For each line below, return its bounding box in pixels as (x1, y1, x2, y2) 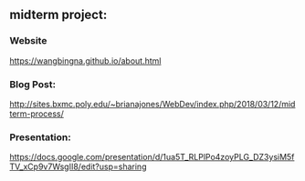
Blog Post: (9, 77, 57, 90)
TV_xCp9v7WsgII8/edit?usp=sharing (9, 161, 147, 172)
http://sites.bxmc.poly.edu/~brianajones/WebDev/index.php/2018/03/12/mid (9, 98, 296, 109)
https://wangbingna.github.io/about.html (9, 55, 162, 66)
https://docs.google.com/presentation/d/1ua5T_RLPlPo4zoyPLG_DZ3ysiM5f (9, 152, 295, 163)
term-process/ (9, 108, 64, 119)
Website (9, 35, 47, 47)
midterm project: (9, 7, 108, 23)
